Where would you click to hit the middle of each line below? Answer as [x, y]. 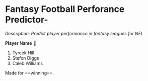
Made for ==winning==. [30, 73]
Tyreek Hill [23, 53]
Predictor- [27, 20]
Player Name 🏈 [21, 43]
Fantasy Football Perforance [65, 9]
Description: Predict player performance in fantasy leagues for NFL [74, 33]
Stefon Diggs [26, 58]
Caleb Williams [28, 63]
